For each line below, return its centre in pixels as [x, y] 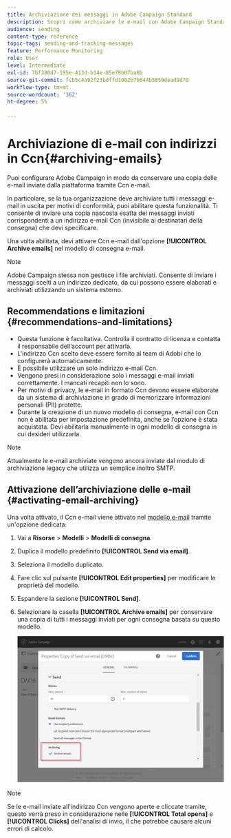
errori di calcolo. [30, 828]
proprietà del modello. [48, 585]
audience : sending [33, 29]
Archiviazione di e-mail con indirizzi [112, 144]
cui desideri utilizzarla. [49, 433]
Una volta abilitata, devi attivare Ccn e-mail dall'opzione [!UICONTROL [107, 241]
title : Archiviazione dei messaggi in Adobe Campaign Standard [100, 14]
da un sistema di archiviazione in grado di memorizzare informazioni [114, 397]
